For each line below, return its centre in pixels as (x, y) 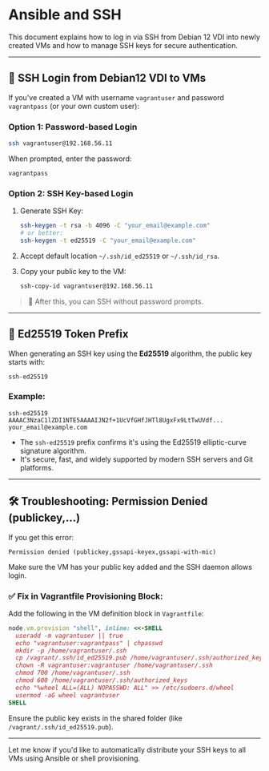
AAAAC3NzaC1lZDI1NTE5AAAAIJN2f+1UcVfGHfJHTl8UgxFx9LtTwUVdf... (116, 420)
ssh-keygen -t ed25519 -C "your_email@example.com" (108, 240)
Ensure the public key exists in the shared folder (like (95, 718)
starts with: (27, 361)
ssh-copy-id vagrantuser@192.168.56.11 (86, 286)
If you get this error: (41, 537)
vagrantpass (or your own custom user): (74, 106)
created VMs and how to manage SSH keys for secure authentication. (123, 45)
